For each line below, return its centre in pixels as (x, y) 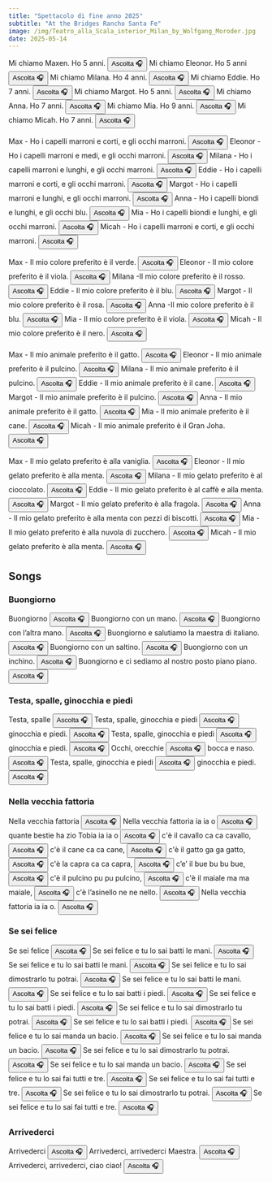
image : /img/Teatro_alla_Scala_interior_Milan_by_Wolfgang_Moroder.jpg (132, 31)
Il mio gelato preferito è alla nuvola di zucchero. (88, 532)
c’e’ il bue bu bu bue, (211, 864)
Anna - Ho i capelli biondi (216, 198)
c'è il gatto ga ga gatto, (207, 849)
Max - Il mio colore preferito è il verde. (72, 262)
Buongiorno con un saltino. (95, 647)
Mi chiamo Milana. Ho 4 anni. (99, 77)
